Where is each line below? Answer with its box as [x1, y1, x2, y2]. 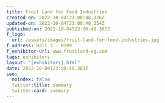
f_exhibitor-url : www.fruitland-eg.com [6, 48, 108, 55]
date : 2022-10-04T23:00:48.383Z [6, 65, 88, 71]
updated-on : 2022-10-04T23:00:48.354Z [6, 20, 105, 26]
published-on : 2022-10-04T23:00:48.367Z [6, 25, 111, 32]
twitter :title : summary [12, 82, 72, 88]
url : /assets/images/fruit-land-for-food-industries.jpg [12, 37, 160, 43]
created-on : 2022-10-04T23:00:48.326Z [6, 15, 105, 21]
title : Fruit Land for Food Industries [6, 8, 108, 15]
